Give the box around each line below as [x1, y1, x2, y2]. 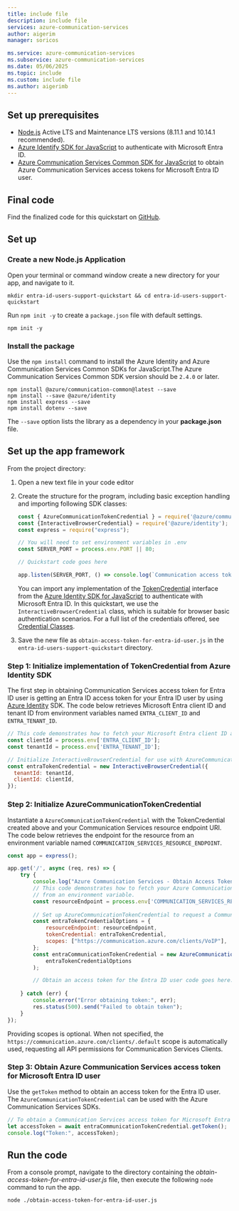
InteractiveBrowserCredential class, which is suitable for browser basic [17, 607, 230, 615]
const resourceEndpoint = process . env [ [33, 897, 152, 905]
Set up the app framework [7, 445, 125, 457]
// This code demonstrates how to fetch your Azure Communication [33, 885, 234, 892]
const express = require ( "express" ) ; [17, 526, 130, 533]
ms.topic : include [7, 69, 62, 77]
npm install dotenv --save [7, 405, 87, 412]
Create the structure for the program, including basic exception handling [17, 491, 230, 500]
